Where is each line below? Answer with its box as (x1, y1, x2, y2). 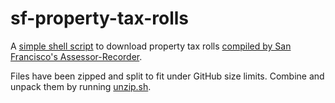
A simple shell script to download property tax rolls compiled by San (10, 40, 292, 52)
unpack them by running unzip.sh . (10, 80, 152, 92)
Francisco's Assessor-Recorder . (10, 50, 143, 62)
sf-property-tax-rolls (10, 7, 189, 30)
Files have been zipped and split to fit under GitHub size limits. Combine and (10, 70, 325, 82)
